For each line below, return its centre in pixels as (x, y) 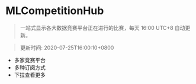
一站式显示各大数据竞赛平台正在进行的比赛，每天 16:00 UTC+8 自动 (102, 28)
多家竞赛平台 (30, 60)
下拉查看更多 (30, 75)
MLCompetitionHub (55, 11)
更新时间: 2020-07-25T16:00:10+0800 (67, 48)
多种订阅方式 (30, 67)
